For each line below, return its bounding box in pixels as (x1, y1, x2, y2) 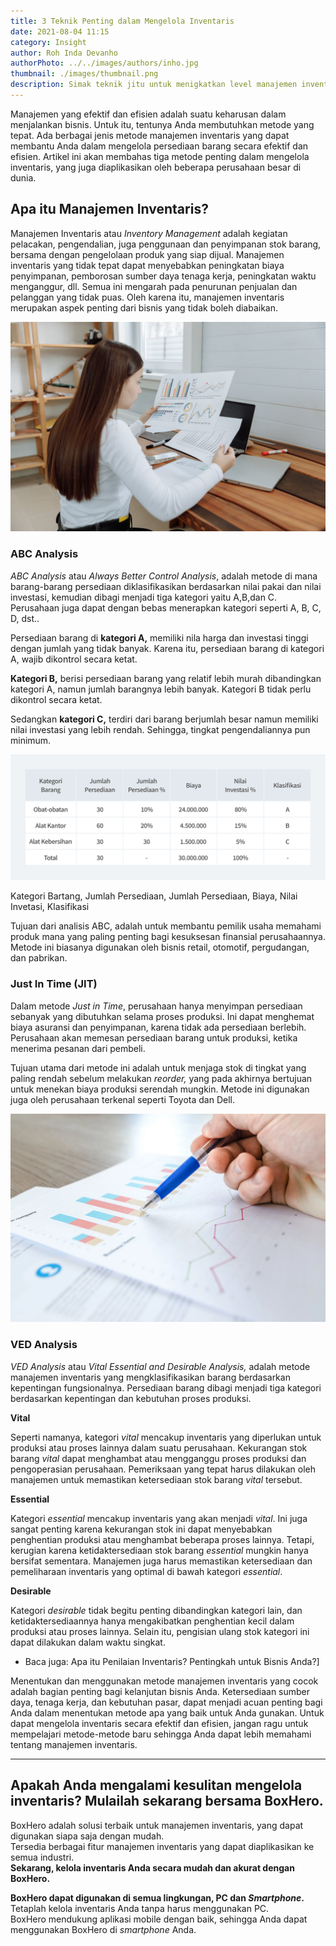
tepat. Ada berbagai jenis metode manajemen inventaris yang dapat (10, 129, 290, 141)
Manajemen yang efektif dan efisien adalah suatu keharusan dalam (10, 108, 287, 120)
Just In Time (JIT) (10, 977, 98, 991)
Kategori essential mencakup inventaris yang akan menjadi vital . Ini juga (10, 1512, 308, 1524)
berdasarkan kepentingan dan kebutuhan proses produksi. (10, 1392, 252, 1404)
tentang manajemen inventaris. (10, 1738, 138, 1750)
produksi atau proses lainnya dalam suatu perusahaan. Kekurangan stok (10, 1441, 308, 1454)
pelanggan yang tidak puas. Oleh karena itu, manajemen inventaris (10, 291, 285, 303)
